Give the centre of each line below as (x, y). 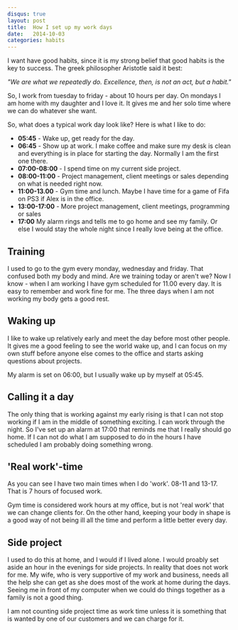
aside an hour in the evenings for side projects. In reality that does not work (118, 567)
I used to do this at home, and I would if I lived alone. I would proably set (113, 560)
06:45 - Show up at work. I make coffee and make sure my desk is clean (124, 146)
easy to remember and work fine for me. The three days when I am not (111, 291)
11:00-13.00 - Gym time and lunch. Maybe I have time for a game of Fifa (123, 191)
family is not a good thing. (45, 597)
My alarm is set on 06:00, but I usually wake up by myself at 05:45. (106, 375)
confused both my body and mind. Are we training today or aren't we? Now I (119, 276)
